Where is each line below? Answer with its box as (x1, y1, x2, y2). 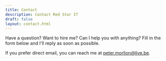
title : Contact (5, 7, 38, 12)
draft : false (5, 16, 33, 21)
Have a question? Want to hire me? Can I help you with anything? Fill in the (5, 35, 161, 41)
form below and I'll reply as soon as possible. (5, 40, 100, 46)
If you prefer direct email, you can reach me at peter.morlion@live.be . (5, 50, 151, 56)
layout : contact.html (5, 21, 51, 26)
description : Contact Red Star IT (5, 12, 79, 17)
